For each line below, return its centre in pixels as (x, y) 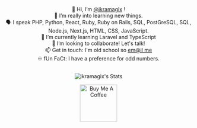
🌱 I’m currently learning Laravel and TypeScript (99, 37)
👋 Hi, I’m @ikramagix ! (99, 9)
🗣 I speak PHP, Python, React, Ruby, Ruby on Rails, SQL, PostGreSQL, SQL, (99, 22)
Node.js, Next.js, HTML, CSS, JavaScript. (99, 31)
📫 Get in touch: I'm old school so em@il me (99, 50)
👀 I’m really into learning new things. (99, 15)
